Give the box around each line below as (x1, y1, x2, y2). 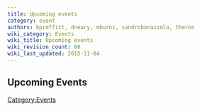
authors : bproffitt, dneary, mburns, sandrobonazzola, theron (7, 23, 195, 31)
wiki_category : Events (7, 30, 74, 38)
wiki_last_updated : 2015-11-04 (7, 51, 100, 58)
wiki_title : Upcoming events (7, 37, 94, 44)
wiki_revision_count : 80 (7, 43, 81, 51)
